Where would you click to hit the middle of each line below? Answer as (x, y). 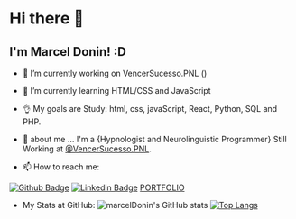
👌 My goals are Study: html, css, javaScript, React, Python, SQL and (150, 109)
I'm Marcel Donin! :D (68, 52)
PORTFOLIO (162, 187)
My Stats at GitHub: (59, 205)
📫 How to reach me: (61, 167)
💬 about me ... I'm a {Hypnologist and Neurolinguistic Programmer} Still (154, 139)
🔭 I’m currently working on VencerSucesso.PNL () (115, 73)
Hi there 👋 (46, 18)
